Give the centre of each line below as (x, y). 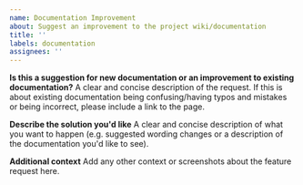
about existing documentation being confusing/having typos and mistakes (148, 98)
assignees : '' (36, 52)
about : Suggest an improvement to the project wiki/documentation (138, 26)
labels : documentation (52, 43)
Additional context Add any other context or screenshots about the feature (151, 161)
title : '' (28, 35)
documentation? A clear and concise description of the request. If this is (146, 87)
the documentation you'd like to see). (79, 144)
